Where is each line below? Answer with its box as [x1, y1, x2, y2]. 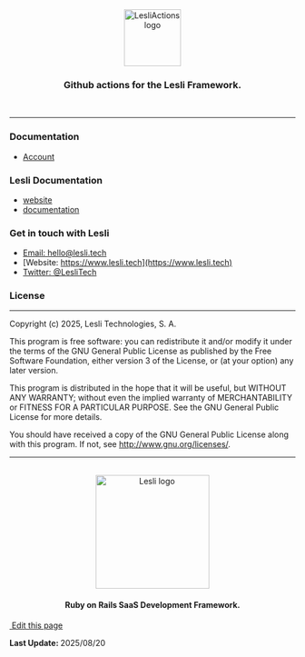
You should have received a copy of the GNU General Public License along [9, 429, 289, 440]
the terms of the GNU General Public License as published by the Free [9, 345, 272, 357]
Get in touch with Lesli [9, 226, 110, 239]
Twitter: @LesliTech [22, 267, 97, 278]
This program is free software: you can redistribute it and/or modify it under [9, 336, 292, 347]
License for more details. [9, 412, 103, 423]
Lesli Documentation [9, 174, 103, 186]
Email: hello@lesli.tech [22, 247, 107, 258]
